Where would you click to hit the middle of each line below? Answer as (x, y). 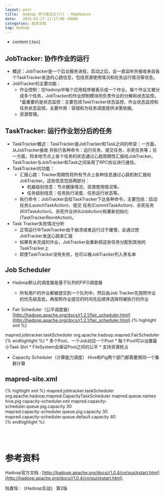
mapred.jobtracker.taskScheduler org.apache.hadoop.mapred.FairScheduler (82, 335)
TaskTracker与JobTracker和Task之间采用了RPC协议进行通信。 (75, 162)
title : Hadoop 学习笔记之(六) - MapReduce (48, 14)
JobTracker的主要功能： (37, 83)
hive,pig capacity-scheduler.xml (38, 401)
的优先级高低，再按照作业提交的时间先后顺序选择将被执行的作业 (84, 299)
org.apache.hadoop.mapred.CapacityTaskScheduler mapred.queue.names (81, 396)
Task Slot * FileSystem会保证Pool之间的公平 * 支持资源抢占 (69, 347)
